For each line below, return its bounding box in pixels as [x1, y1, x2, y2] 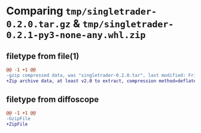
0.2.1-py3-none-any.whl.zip [6, 30, 146, 41]
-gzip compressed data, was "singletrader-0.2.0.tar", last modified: [6, 72, 186, 78]
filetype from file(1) [6, 51, 80, 61]
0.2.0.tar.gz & [6, 17, 81, 30]
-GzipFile [6, 116, 31, 122]
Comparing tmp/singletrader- [6, 4, 157, 18]
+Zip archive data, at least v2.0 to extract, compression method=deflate [6, 78, 197, 84]
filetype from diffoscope [6, 94, 99, 105]
